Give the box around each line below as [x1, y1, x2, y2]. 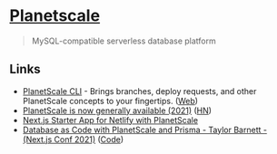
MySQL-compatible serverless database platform [31, 35, 216, 46]
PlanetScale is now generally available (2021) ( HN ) [22, 105, 212, 116]
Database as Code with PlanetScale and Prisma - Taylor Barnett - [22, 124, 268, 135]
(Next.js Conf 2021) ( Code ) [22, 133, 124, 145]
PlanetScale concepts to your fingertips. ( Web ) [22, 95, 198, 106]
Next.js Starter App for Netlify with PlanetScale [22, 114, 198, 125]
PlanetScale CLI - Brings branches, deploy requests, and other [22, 85, 257, 96]
